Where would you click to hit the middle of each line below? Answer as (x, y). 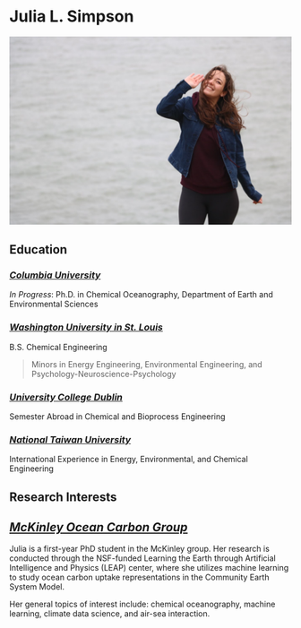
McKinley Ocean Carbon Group (99, 527)
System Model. (37, 587)
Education (39, 249)
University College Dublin (66, 397)
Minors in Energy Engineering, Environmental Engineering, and (146, 364)
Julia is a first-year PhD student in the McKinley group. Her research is (140, 549)
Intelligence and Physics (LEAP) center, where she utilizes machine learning (149, 568)
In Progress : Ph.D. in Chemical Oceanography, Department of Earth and (141, 295)
